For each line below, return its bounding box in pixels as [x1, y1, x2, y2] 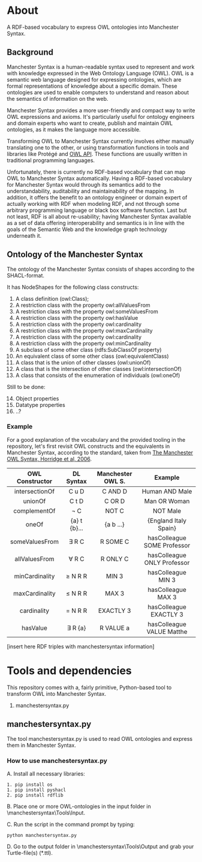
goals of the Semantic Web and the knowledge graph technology [7, 226, 167, 233]
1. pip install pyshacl [7, 787, 67, 793]
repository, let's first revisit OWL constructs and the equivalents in [7, 442, 170, 450]
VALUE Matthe [146, 627, 188, 636]
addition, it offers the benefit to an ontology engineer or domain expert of [7, 193, 188, 201]
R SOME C [100, 537, 129, 546]
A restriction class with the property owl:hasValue [15, 314, 138, 321]
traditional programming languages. [7, 157, 95, 164]
